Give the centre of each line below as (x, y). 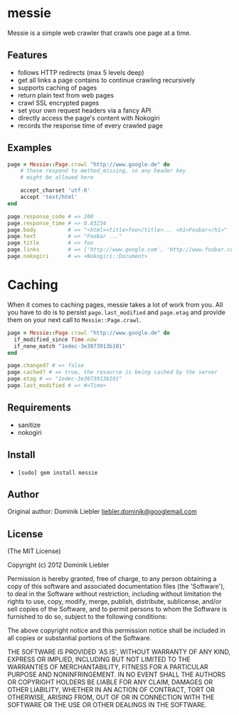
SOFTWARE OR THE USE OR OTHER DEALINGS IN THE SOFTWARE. (107, 705)
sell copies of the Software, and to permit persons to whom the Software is (117, 609)
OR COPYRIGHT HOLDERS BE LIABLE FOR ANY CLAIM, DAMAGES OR (110, 682)
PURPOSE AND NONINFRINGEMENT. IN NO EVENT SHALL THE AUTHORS (117, 674)
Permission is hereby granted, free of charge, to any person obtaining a (112, 579)
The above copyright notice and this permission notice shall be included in (116, 631)
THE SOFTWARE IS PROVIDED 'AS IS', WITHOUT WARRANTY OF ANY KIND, (119, 652)
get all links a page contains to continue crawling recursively (106, 80)
